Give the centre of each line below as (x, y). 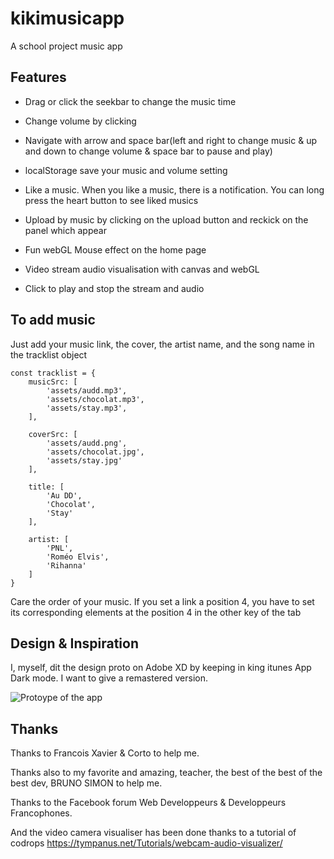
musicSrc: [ (53, 382)
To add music (53, 320)
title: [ (46, 487)
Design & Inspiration (74, 643)
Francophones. (41, 813)
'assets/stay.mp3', (87, 408)
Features (38, 77)
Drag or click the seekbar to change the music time (130, 101)
